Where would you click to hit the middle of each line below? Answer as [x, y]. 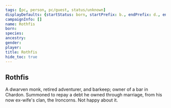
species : [15, 33]
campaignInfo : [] [24, 19]
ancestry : [16, 38]
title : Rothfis [21, 52]
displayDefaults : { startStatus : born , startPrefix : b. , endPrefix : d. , [83, 15]
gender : [13, 43]
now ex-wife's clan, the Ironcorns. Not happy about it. [62, 100]
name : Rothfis [20, 24]
